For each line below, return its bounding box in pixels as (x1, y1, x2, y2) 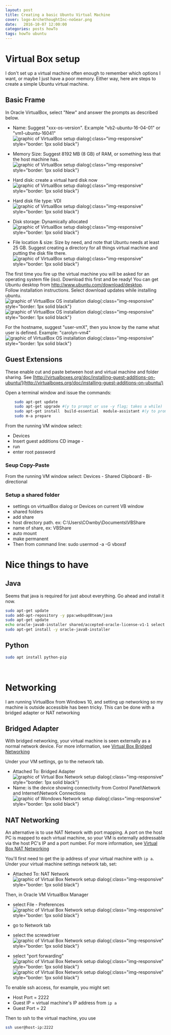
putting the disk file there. (12, 250, 67, 256)
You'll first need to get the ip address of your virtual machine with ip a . (5, 856, 154, 862)
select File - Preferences (12, 902, 65, 908)
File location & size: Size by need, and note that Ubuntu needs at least (12, 239, 159, 245)
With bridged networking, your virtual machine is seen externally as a (5, 738, 151, 744)
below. (5, 114, 19, 121)
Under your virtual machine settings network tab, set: (5, 861, 117, 867)
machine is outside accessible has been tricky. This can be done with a (5, 704, 155, 710)
